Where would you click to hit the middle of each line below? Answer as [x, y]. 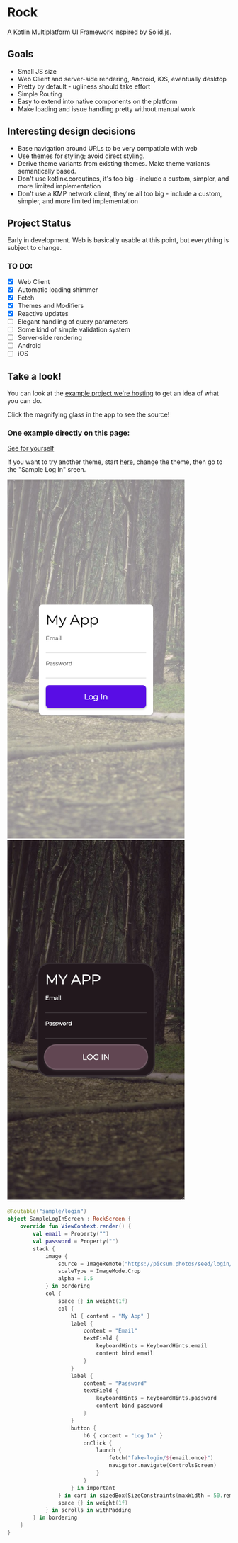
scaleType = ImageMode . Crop [99, 1271]
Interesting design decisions [72, 131]
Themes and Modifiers [51, 305]
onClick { [98, 1443]
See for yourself [31, 448]
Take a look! [34, 376]
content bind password [129, 1406]
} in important [93, 1488]
